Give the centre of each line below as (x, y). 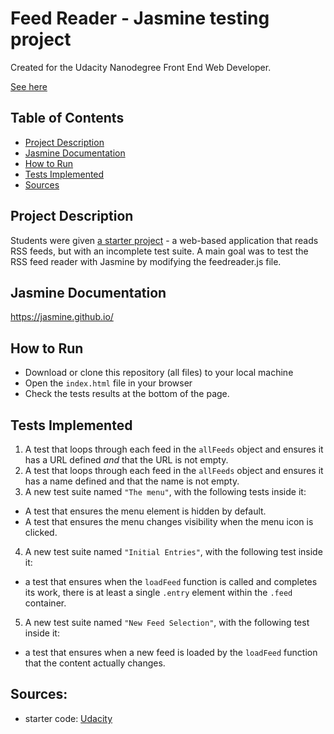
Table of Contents (67, 118)
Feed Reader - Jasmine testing (140, 18)
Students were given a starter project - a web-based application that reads (164, 240)
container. (45, 603)
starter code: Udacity (68, 718)
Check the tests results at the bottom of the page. (127, 394)
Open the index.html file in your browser (108, 383)
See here (29, 86)
